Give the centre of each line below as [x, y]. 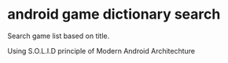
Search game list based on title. [59, 36]
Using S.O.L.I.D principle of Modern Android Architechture [101, 51]
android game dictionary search [114, 14]
